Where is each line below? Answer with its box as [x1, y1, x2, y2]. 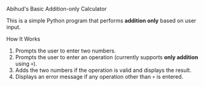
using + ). [15, 60, 37, 67]
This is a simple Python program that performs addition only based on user [6, 17, 197, 24]
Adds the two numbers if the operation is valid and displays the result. [15, 66, 192, 74]
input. [6, 24, 21, 30]
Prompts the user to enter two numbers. [15, 47, 116, 54]
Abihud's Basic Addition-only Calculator [6, 5, 107, 12]
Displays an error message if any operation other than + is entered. [15, 73, 183, 80]
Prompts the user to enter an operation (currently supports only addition [15, 54, 199, 60]
